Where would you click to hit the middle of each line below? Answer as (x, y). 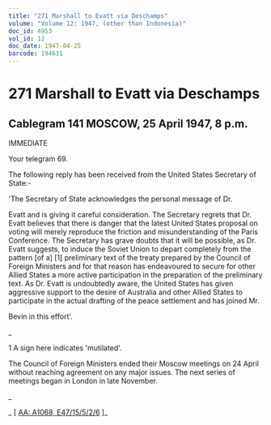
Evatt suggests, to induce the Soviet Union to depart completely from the (130, 249)
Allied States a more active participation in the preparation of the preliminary (135, 275)
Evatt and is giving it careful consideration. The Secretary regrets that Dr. (130, 215)
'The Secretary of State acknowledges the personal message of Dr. (121, 199)
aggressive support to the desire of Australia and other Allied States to (125, 292)
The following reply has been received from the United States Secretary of (132, 174)
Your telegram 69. (38, 159)
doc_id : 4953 (30, 31)
